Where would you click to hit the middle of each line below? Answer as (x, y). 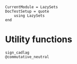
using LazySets (29, 16)
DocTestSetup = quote (27, 11)
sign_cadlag (17, 52)
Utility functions (39, 40)
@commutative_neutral (27, 57)
